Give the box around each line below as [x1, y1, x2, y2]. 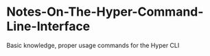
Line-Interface [6, 18, 91, 34]
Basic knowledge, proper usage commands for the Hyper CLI [6, 41, 180, 49]
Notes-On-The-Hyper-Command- [6, 4, 204, 20]
